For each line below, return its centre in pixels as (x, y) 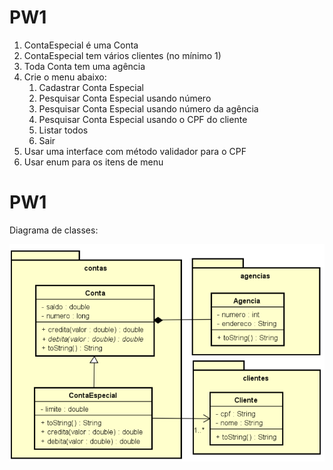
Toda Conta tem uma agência (84, 66)
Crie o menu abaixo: (65, 77)
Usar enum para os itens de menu (93, 162)
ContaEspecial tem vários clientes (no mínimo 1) (122, 55)
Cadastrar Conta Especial (91, 87)
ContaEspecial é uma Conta (81, 45)
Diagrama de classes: (54, 230)
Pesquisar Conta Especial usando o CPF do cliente (143, 119)
